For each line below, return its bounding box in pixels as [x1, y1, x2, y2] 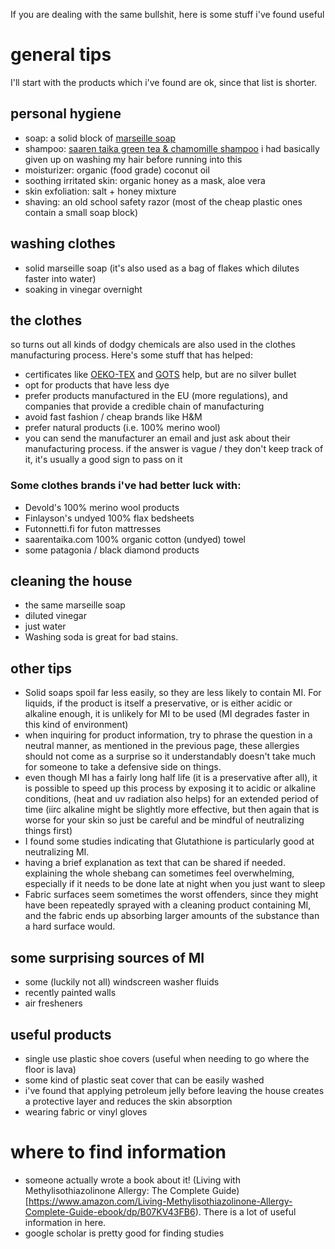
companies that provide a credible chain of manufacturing [24, 400, 265, 413]
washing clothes [10, 235, 116, 253]
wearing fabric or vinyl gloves [24, 1105, 148, 1118]
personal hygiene [10, 105, 122, 123]
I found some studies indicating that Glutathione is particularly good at [24, 835, 315, 848]
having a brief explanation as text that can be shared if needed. [24, 857, 286, 869]
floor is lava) [24, 1063, 77, 1075]
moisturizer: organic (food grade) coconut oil [24, 164, 210, 176]
